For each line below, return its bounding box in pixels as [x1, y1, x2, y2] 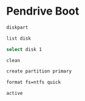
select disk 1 [6, 46, 42, 52]
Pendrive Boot [6, 4, 80, 18]
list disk [6, 35, 32, 41]
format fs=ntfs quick [6, 79, 61, 86]
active [6, 90, 23, 97]
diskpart [6, 24, 29, 30]
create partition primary [6, 68, 72, 74]
